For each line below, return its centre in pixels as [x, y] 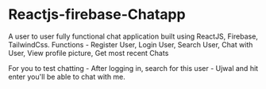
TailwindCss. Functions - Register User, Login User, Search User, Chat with [131, 44]
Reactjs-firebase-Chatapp [97, 15]
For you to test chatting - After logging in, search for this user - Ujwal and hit [133, 68]
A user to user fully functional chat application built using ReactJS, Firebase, [133, 36]
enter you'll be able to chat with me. [67, 76]
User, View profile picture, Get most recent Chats [89, 53]
